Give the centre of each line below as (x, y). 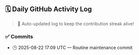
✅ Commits (19, 36)
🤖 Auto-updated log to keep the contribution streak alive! (76, 24)
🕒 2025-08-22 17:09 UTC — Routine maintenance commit (72, 48)
